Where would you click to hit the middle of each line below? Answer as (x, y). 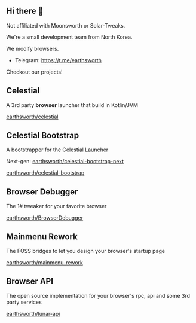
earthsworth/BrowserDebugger (45, 218)
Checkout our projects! (34, 72)
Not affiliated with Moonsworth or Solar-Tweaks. (66, 25)
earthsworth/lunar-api (33, 313)
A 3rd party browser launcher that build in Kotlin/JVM (72, 105)
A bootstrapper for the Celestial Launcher (57, 150)
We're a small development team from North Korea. (69, 37)
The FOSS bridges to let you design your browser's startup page (86, 251)
